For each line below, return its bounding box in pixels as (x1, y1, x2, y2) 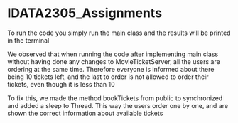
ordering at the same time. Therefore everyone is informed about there (7, 65, 215, 73)
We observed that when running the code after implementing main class (7, 50, 219, 58)
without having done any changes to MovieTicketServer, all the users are (7, 57, 220, 65)
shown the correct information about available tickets (7, 109, 163, 117)
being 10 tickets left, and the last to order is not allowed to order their (7, 73, 209, 81)
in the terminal (7, 36, 50, 44)
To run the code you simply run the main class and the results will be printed (7, 28, 231, 37)
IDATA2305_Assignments (7, 5, 162, 21)
